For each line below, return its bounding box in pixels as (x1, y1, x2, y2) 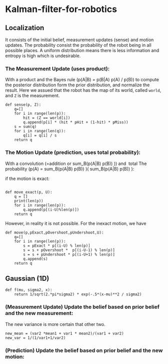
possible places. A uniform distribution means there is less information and (5, 48, 159, 53)
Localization (5, 24, 44, 32)
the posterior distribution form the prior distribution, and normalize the (5, 82, 150, 88)
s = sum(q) (14, 124, 37, 129)
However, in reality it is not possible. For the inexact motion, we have (5, 220, 146, 226)
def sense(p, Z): (5, 102, 41, 107)
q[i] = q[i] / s (23, 133, 57, 138)
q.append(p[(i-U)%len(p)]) (23, 207, 79, 212)
